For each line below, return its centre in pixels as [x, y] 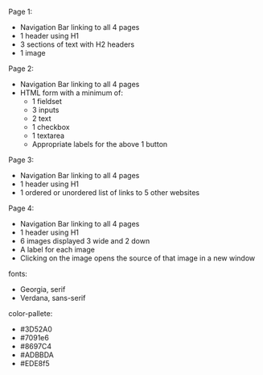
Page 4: [21, 208]
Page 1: [21, 12]
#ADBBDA [37, 355]
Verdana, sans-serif [53, 298]
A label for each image [57, 250]
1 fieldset [47, 101]
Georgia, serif [43, 289]
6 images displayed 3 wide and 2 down [85, 241]
